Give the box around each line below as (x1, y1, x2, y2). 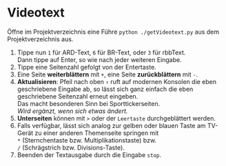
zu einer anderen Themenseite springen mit (34, 129, 159, 137)
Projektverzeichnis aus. (7, 34, 74, 43)
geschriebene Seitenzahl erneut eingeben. (17, 92, 138, 101)
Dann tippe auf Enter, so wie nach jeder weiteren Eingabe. (17, 55, 182, 63)
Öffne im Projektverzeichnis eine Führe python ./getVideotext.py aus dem (7, 28, 219, 36)
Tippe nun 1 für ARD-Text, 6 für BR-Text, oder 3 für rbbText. (17, 48, 186, 56)
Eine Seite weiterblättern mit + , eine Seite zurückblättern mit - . (17, 70, 198, 79)
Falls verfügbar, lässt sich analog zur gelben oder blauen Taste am (17, 121, 206, 129)
